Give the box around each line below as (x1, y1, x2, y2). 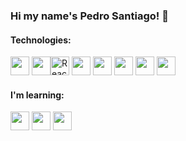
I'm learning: (10, 89, 65, 101)
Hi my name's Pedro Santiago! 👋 (10, 9, 169, 23)
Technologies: (10, 34, 72, 46)
